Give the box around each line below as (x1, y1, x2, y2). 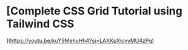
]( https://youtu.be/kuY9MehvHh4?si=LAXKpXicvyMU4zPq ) (6, 37, 155, 44)
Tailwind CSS (6, 17, 75, 31)
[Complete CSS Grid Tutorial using (6, 4, 183, 18)
